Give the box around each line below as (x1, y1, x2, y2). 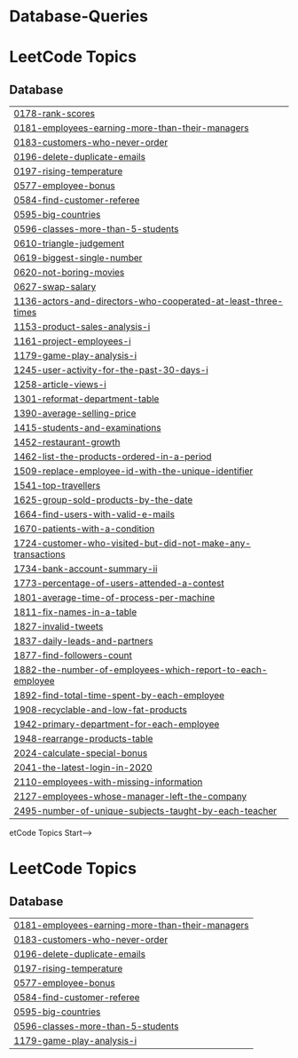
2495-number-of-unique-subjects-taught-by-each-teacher (13, 805, 278, 817)
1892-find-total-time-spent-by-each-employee (13, 689, 224, 702)
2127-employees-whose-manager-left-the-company (13, 791, 247, 803)
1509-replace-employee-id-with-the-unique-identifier (13, 465, 254, 477)
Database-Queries (9, 6, 149, 27)
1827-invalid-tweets (13, 620, 104, 632)
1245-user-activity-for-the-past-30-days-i (13, 364, 208, 377)
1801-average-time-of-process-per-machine (13, 592, 216, 604)
